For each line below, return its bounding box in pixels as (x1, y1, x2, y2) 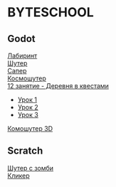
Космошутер (7, 74, 46, 82)
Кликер (7, 171, 30, 180)
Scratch (7, 145, 43, 157)
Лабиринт (7, 51, 38, 60)
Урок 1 (17, 95, 38, 104)
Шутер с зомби (7, 164, 54, 172)
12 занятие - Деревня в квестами (7, 82, 109, 90)
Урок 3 (17, 111, 39, 119)
